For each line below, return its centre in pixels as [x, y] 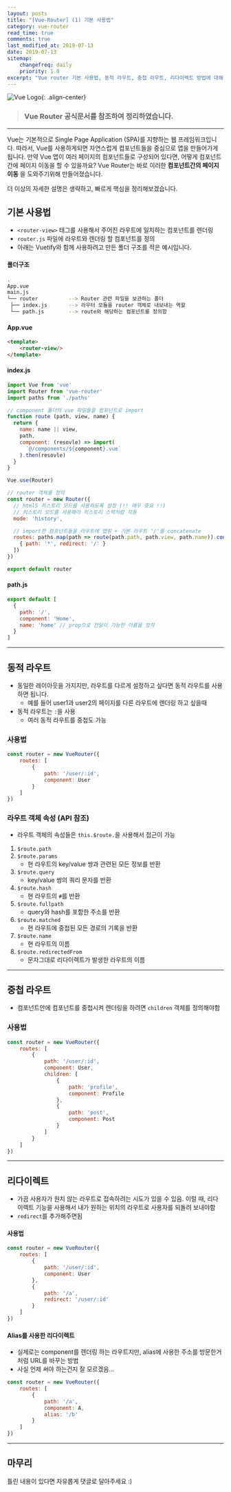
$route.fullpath [40, 904]
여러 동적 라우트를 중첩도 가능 [67, 720]
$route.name [34, 936]
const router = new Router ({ [49, 500]
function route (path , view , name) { [61, 417]
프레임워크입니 [197, 139]
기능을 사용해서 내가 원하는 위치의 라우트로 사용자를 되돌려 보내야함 [125, 1208]
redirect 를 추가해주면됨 [50, 1216]
